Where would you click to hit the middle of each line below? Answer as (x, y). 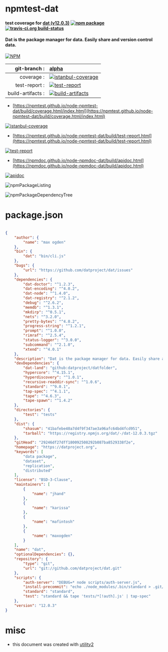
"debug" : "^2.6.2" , (43, 303)
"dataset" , (34, 461)
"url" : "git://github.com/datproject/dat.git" (72, 568)
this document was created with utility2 (53, 644)
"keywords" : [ (29, 452)
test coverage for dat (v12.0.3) (37, 23)
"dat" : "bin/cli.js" (44, 256)
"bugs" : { (24, 266)
